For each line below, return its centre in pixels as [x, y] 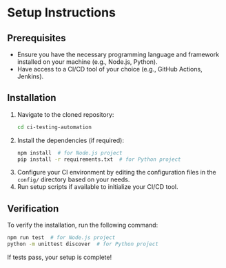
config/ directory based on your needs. [73, 179]
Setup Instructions [61, 13]
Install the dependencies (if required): [70, 140]
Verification [33, 209]
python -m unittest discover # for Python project [83, 244]
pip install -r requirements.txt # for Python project [99, 159]
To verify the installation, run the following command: [83, 225]
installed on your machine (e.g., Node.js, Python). [87, 62]
